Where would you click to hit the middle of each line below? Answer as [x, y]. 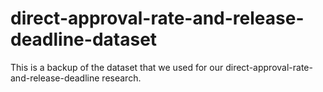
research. [121, 78]
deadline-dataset [84, 39]
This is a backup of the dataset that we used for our [117, 67]
